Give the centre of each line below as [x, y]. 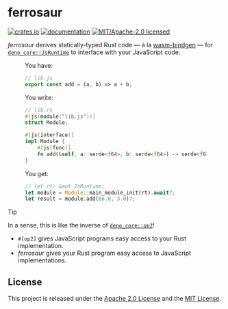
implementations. [42, 260]
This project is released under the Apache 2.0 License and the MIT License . [115, 299]
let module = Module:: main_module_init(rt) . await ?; [100, 193]
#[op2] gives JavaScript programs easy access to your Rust [102, 238]
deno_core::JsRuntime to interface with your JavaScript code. [94, 52]
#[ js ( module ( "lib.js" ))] [60, 116]
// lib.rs [39, 110]
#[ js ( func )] [54, 148]
